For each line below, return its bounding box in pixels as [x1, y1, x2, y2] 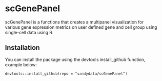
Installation [5, 43, 40, 52]
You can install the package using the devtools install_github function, [5, 57, 145, 62]
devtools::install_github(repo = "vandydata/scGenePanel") [5, 71, 128, 76]
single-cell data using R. [5, 29, 54, 35]
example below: [5, 61, 37, 67]
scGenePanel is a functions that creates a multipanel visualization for [5, 19, 144, 25]
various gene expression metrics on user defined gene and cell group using [5, 24, 157, 30]
